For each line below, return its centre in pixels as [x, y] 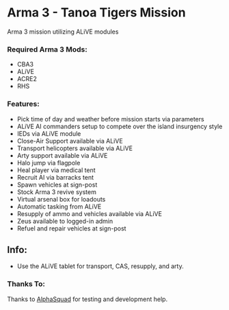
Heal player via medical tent [56, 170]
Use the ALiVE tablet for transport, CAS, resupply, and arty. [100, 266]
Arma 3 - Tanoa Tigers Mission [96, 13]
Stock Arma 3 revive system [57, 192]
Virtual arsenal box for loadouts [61, 199]
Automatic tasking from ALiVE [59, 206]
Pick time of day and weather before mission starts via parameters [110, 119]
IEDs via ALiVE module [49, 133]
